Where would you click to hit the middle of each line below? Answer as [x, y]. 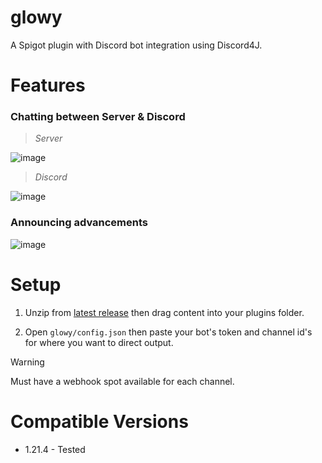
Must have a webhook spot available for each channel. [122, 381]
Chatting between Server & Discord [98, 117]
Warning [27, 362]
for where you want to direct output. [99, 342]
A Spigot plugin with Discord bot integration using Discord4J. [136, 45]
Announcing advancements [79, 223]
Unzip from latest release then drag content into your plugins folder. [164, 312]
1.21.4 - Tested [55, 449]
